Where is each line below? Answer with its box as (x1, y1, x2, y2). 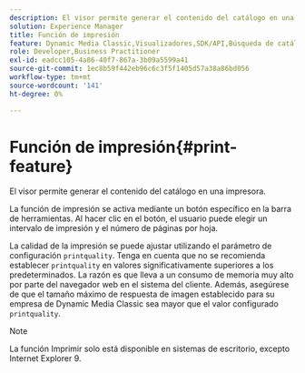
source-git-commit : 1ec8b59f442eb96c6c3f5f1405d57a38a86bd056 (9, 65, 250, 74)
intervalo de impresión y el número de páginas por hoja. (9, 223, 219, 234)
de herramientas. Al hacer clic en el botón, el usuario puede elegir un (9, 213, 268, 224)
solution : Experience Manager (9, 22, 124, 31)
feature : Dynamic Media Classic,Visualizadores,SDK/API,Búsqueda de (9, 38, 274, 48)
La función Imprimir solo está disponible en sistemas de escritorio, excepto (9, 343, 290, 355)
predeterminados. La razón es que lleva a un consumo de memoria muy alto (9, 269, 294, 280)
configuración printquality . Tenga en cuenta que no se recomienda (9, 250, 266, 261)
